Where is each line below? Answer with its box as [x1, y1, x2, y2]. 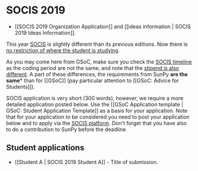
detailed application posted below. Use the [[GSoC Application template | [6, 100, 184, 108]
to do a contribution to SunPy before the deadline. [6, 126, 128, 133]
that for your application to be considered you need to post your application [6, 113, 190, 120]
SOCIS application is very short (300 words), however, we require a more [6, 95, 184, 102]
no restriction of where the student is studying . [6, 46, 120, 53]
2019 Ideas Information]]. [14, 29, 76, 36]
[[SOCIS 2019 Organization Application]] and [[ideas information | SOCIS [14, 23, 192, 30]
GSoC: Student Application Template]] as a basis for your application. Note [6, 107, 187, 114]
